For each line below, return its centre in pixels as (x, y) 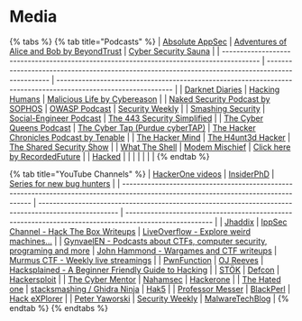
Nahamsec (163, 279)
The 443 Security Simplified (160, 118)
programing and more (50, 251)
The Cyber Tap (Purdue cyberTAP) (142, 127)
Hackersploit (33, 279)
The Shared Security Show (59, 147)
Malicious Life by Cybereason (102, 99)
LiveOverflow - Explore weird (197, 231)
